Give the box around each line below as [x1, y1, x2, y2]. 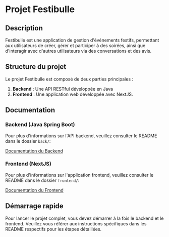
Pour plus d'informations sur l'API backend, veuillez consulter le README [5, 133, 157, 139]
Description [5, 24, 43, 32]
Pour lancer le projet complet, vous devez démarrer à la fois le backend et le [5, 215, 164, 221]
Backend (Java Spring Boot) [5, 121, 75, 128]
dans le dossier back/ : [5, 138, 51, 144]
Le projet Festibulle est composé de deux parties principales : [5, 76, 134, 82]
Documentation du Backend [5, 148, 63, 154]
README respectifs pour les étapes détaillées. [5, 226, 102, 232]
